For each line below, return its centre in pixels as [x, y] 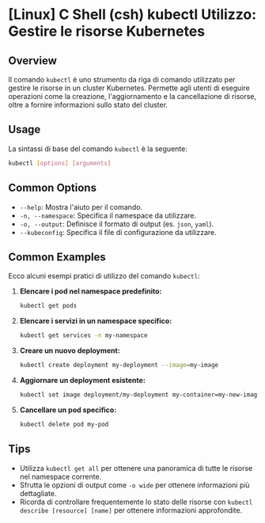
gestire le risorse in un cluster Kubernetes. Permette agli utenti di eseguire [129, 88]
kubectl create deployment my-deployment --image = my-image [119, 366]
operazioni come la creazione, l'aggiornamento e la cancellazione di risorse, [132, 96]
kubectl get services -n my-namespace [83, 335]
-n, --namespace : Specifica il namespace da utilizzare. [108, 215]
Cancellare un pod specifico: [68, 410]
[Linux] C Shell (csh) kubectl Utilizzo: [132, 15]
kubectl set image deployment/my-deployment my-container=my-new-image [140, 394]
